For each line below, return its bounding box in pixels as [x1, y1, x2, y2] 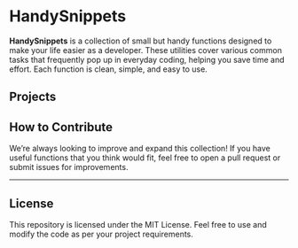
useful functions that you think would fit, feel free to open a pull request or [9, 152, 281, 163]
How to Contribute [9, 120, 114, 135]
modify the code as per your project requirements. [9, 229, 193, 239]
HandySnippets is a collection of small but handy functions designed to [9, 35, 272, 46]
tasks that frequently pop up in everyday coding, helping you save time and [9, 54, 286, 65]
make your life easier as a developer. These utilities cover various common [9, 44, 282, 55]
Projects [9, 89, 57, 105]
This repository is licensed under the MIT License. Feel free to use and [9, 219, 268, 229]
